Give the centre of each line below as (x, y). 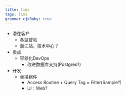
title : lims (17, 10)
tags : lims (16, 14)
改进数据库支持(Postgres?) (54, 64)
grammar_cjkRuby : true (28, 19)
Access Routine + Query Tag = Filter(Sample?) (74, 83)
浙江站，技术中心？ (39, 46)
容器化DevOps (34, 58)
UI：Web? (37, 88)
